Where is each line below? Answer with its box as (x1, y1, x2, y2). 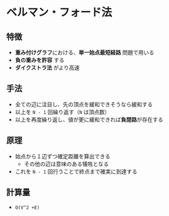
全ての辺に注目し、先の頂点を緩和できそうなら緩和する (14, 101, 153, 108)
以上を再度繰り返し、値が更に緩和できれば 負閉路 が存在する (14, 116, 164, 123)
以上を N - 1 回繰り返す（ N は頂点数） (14, 108, 110, 115)
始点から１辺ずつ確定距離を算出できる (14, 152, 110, 160)
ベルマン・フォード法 (6, 5, 113, 19)
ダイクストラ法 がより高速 (14, 64, 80, 71)
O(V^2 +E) (14, 204, 40, 211)
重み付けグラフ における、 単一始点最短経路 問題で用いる (14, 49, 155, 56)
